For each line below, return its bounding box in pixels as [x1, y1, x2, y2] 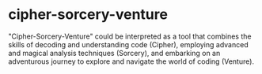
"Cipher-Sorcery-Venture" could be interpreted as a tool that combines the [8, 31, 252, 41]
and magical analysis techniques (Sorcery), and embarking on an [8, 48, 221, 57]
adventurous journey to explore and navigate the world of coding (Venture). [8, 57, 255, 66]
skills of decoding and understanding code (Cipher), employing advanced [8, 39, 249, 49]
